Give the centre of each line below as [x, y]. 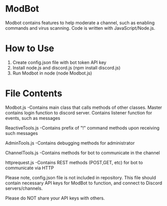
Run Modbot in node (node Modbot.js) [52, 73]
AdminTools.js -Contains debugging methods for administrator [70, 143]
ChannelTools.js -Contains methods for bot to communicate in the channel [82, 153]
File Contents [34, 93]
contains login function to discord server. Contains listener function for [79, 113]
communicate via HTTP [30, 168]
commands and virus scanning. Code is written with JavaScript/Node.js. [80, 28]
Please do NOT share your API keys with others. [55, 198]
